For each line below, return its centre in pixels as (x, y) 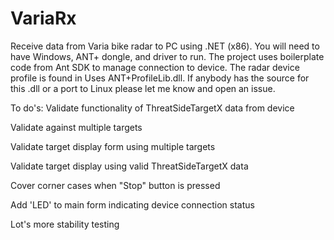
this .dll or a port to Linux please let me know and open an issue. (143, 88)
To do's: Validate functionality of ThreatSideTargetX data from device (152, 108)
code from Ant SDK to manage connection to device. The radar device (155, 67)
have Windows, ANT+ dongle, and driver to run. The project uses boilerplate (167, 56)
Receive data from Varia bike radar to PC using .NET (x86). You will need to (165, 46)
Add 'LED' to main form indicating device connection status (132, 204)
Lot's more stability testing (65, 224)
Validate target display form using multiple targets (113, 146)
